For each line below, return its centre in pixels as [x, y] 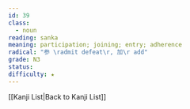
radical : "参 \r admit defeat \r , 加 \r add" [78, 52]
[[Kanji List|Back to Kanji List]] [57, 96]
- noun [26, 30]
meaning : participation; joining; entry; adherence [95, 45]
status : [21, 67]
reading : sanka [33, 38]
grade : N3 [25, 60]
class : [19, 23]
